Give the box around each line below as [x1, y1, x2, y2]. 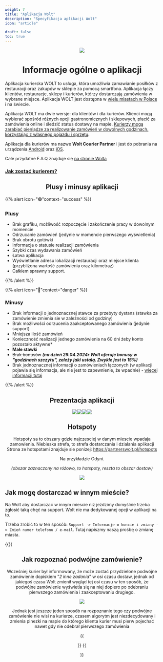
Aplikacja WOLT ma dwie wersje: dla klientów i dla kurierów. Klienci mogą [5, 110, 153, 116]
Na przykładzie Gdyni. [60, 455, 104, 462]
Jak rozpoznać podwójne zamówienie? [21, 555, 143, 564]
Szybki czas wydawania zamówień [12, 247, 82, 253]
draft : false [5, 30, 32, 35]
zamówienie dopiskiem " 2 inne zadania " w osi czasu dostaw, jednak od [10, 574, 154, 579]
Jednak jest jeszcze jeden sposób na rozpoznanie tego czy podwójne [12, 608, 152, 614]
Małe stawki [12, 346, 38, 352]
